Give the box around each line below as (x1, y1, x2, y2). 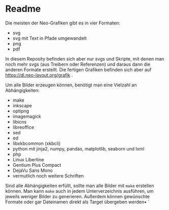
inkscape (12, 102, 32, 108)
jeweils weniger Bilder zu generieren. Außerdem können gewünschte (5, 193, 150, 199)
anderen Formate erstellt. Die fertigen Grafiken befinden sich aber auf (5, 67, 152, 73)
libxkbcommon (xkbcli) (12, 140, 61, 146)
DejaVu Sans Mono (12, 167, 53, 173)
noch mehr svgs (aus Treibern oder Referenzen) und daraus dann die (5, 61, 151, 67)
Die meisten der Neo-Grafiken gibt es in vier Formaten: (5, 20, 121, 26)
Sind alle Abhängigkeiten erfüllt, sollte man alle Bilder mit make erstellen (5, 183, 154, 189)
